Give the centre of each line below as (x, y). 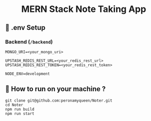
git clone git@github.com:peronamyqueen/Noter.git (59, 101)
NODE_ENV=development (28, 74)
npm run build (20, 109)
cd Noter (14, 105)
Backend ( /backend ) (29, 42)
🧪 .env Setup (25, 28)
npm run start (20, 114)
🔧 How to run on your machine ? (56, 89)
